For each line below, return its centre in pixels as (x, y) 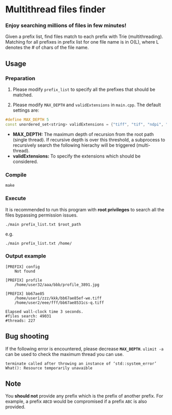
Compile (16, 174)
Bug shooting (27, 336)
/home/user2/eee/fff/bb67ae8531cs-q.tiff (59, 303)
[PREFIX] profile (24, 280)
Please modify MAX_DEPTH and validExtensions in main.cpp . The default (87, 105)
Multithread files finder (56, 9)
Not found (25, 271)
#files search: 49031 (28, 316)
